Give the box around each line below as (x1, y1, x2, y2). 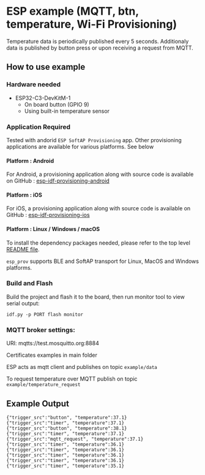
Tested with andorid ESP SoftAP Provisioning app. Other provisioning (6, 136, 182, 143)
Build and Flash (6, 279, 53, 287)
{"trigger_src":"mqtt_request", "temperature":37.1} (6, 436, 144, 442)
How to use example (6, 62, 86, 72)
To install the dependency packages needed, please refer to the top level (6, 239, 191, 246)
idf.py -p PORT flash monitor (6, 311, 84, 317)
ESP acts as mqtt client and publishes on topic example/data (6, 363, 158, 371)
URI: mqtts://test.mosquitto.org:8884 (6, 340, 99, 347)
